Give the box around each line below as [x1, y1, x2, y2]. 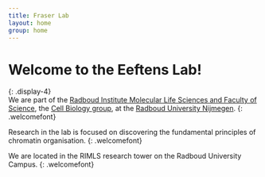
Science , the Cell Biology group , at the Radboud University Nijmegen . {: [8, 104, 243, 114]
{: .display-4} [8, 87, 52, 96]
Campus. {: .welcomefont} [8, 160, 95, 169]
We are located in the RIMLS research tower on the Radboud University [8, 152, 242, 161]
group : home [8, 26, 48, 34]
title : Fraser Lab [8, 11, 69, 20]
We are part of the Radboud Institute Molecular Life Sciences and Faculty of [8, 95, 257, 105]
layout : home [8, 19, 52, 27]
